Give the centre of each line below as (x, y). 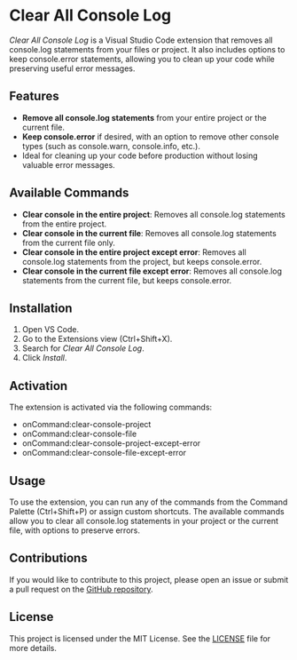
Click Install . (44, 358)
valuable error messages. (68, 164)
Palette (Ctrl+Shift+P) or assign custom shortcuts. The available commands (147, 511)
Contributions (48, 558)
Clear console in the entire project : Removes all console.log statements (153, 214)
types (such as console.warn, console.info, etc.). (111, 146)
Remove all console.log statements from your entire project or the (145, 117)
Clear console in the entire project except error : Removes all (134, 252)
